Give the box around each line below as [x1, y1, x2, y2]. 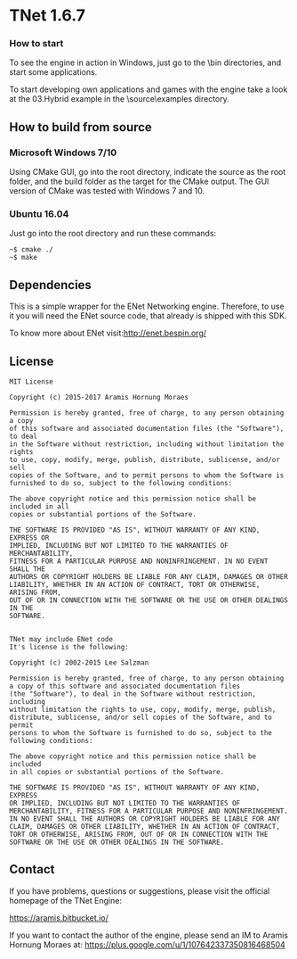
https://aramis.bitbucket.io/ [9, 912, 108, 923]
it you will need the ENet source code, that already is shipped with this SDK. [9, 310, 287, 321]
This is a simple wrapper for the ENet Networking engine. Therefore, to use [9, 301, 285, 312]
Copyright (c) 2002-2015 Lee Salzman [9, 658, 149, 667]
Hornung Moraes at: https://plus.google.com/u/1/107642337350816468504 [9, 938, 286, 950]
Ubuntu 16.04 [9, 208, 69, 220]
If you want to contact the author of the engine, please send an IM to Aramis [9, 930, 289, 940]
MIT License [9, 377, 53, 386]
